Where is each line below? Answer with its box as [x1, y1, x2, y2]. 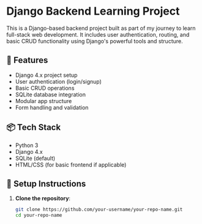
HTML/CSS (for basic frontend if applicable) [15, 161, 127, 168]
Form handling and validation [15, 104, 89, 111]
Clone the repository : [15, 195, 71, 202]
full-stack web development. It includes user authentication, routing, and [6, 31, 190, 38]
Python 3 [15, 142, 39, 149]
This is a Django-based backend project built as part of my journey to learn [6, 24, 196, 32]
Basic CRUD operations [15, 84, 75, 92]
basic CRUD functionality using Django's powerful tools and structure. [6, 37, 183, 45]
